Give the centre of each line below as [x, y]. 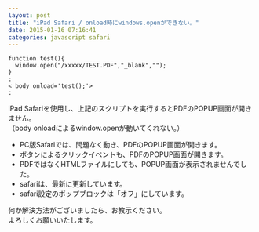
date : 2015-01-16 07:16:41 [52, 30]
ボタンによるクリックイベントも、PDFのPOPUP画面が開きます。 [123, 154]
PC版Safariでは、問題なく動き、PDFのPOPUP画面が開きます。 [120, 145]
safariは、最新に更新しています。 [73, 184]
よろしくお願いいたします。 [53, 220]
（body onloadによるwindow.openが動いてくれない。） [96, 128]
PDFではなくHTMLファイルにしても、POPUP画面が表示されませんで [130, 165]
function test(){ [36, 59]
